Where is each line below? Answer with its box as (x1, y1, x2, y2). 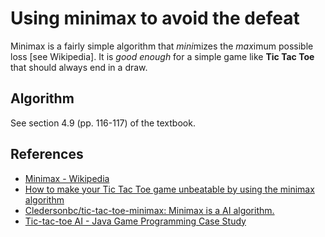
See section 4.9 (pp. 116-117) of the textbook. (10, 117, 196, 129)
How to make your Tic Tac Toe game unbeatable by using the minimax (24, 183, 315, 195)
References (10, 146, 84, 163)
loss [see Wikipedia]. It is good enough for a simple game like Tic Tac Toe (10, 50, 315, 62)
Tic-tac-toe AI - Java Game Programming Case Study (24, 215, 247, 227)
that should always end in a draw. (10, 61, 148, 73)
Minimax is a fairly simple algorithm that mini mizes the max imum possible (10, 40, 314, 52)
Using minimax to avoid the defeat (10, 7, 300, 30)
